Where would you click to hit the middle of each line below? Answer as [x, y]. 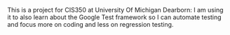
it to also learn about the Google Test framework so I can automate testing [115, 17]
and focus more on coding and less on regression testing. [90, 24]
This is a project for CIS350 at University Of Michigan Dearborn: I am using [115, 10]
